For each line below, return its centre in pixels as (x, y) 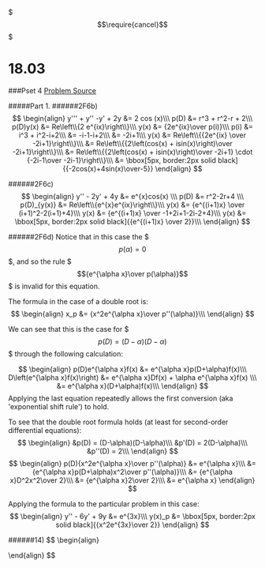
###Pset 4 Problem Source (52, 90)
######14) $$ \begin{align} (54, 540)
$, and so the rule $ (40, 261)
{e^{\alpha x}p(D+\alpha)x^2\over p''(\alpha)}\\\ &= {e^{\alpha (132, 472)
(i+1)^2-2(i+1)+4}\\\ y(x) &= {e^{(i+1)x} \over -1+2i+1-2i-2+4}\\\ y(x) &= (132, 213)
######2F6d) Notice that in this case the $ (79, 236)
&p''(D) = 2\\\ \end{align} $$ (132, 451)
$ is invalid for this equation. (54, 286)
